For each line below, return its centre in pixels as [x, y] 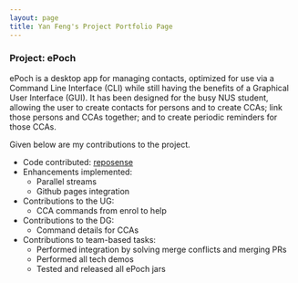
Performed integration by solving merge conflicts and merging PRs [161, 249]
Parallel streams [67, 181]
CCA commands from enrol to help [101, 210]
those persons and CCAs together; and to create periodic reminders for [144, 117]
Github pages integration [83, 191]
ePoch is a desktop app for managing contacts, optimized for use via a [142, 78]
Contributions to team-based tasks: [89, 239]
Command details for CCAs [87, 230]
